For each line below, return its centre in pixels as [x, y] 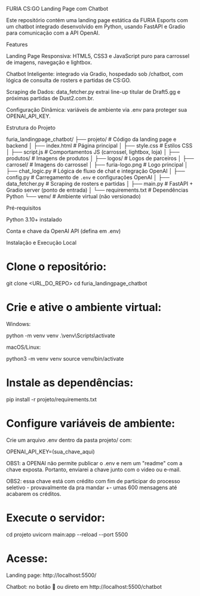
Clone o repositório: [56, 267]
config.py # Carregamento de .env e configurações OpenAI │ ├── [88, 177]
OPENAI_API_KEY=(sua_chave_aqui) [51, 451]
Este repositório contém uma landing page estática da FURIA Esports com [97, 20]
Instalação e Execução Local [41, 242]
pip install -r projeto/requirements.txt [52, 399]
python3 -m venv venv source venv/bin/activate [65, 358]
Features [17, 44]
